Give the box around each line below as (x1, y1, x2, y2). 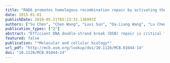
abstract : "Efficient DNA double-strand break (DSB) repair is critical (5, 31, 162, 36)
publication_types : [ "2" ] (5, 26, 60, 31)
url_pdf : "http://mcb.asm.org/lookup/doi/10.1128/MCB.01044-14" (5, 45, 144, 50)
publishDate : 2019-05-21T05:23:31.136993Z (5, 17, 96, 22)
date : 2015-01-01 (5, 12, 42, 17)
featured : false (5, 36, 39, 41)
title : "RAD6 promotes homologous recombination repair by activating (5, 7, 157, 13)
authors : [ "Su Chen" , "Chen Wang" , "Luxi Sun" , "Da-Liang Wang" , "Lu (5, 21, 155, 27)
